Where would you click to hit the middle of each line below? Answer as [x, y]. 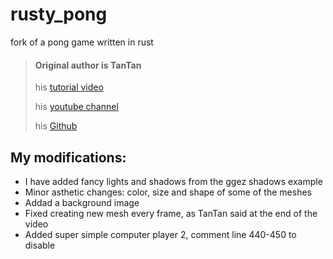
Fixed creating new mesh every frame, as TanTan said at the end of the [171, 213]
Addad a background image [82, 202]
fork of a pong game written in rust [82, 42]
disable [40, 245]
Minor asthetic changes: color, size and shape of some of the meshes [168, 192]
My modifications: [68, 157]
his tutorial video [69, 87]
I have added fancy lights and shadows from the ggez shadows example [173, 181]
